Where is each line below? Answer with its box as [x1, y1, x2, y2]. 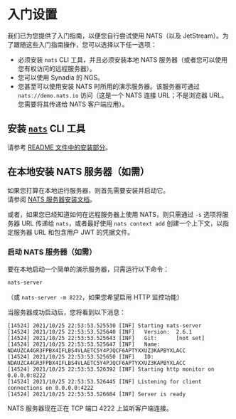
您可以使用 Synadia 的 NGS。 [17, 73, 104, 82]
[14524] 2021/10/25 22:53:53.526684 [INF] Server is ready [7, 391, 186, 398]
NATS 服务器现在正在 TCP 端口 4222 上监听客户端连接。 [7, 403, 173, 413]
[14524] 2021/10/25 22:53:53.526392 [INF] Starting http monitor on [7, 366, 215, 373]
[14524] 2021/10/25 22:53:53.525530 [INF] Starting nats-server [7, 322, 202, 329]
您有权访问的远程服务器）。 [17, 64, 96, 73]
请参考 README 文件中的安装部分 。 [7, 143, 112, 152]
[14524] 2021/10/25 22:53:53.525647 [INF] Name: [7, 341, 161, 348]
